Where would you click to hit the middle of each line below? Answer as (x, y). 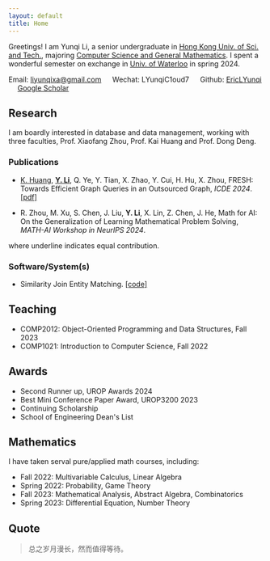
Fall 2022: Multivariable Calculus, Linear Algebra (101, 477)
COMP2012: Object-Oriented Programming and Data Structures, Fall (133, 329)
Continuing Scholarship (59, 408)
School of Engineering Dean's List (76, 416)
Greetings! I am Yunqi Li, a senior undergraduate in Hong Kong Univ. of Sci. (133, 46)
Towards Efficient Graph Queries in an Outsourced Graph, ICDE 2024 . (136, 188)
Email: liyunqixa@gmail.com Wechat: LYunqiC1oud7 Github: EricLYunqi (135, 79)
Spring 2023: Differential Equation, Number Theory (105, 503)
